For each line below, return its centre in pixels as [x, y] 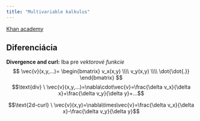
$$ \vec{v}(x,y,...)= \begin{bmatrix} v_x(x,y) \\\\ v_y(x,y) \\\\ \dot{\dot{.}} [101, 71]
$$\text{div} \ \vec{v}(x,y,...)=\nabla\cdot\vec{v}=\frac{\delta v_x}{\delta [101, 87]
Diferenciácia [32, 48]
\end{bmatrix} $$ [101, 78]
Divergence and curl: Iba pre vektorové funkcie [65, 62]
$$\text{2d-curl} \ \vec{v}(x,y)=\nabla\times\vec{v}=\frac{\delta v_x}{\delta [101, 105]
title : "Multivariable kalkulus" [48, 12]
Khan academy [25, 29]
